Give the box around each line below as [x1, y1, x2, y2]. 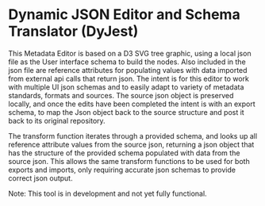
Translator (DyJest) [8, 22, 139, 40]
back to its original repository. [8, 116, 106, 125]
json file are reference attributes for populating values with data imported [8, 65, 248, 74]
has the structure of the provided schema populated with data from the [8, 148, 240, 158]
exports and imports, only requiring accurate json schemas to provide [8, 165, 236, 174]
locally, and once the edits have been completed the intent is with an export [8, 99, 255, 109]
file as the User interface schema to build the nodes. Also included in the [8, 57, 246, 67]
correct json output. [8, 173, 73, 183]
